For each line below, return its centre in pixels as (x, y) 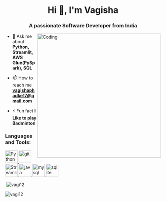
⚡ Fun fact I (24, 111)
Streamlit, (22, 52)
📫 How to (22, 78)
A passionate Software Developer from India (83, 26)
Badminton (24, 123)
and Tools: (18, 142)
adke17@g (23, 96)
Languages (19, 136)
